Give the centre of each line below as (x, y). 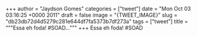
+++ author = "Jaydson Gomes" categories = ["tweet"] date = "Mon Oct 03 (98, 9)
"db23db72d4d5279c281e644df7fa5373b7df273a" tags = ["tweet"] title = (97, 21)
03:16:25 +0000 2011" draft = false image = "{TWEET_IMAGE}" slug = (92, 15)
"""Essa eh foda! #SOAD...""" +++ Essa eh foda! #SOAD (74, 28)
